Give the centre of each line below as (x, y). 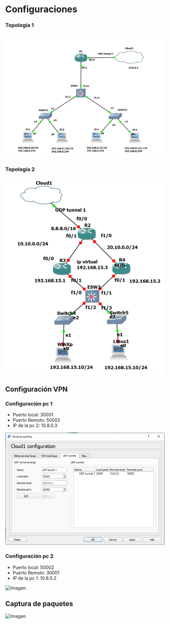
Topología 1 (19, 25)
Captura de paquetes (39, 604)
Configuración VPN (36, 389)
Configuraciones (41, 9)
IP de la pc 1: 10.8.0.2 (34, 578)
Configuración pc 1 (29, 403)
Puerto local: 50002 (33, 567)
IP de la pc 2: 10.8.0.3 (35, 426)
